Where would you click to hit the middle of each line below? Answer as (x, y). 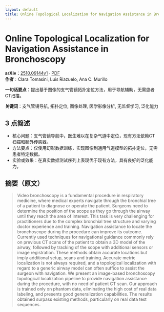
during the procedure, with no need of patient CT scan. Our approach (87, 284)
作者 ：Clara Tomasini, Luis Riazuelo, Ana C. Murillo (56, 79)
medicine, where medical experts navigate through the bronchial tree (86, 201)
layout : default (21, 10)
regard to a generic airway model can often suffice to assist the (81, 268)
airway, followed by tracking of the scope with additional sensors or (85, 247)
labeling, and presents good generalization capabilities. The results (84, 294)
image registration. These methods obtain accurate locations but (82, 253)
